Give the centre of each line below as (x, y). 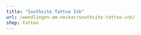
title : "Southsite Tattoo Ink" (45, 12)
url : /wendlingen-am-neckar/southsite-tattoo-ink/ (71, 17)
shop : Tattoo (22, 23)
